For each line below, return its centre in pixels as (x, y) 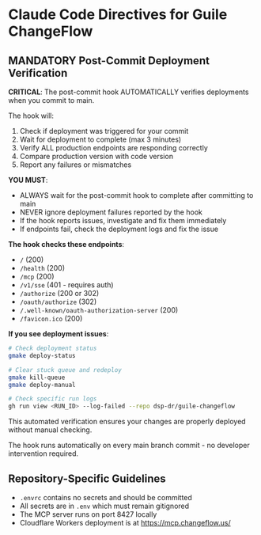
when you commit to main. (51, 100)
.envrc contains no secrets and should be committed (106, 497)
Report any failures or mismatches (76, 165)
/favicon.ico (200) (51, 319)
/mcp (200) (37, 276)
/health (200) (42, 268)
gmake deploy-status (42, 355)
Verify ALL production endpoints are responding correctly (113, 148)
